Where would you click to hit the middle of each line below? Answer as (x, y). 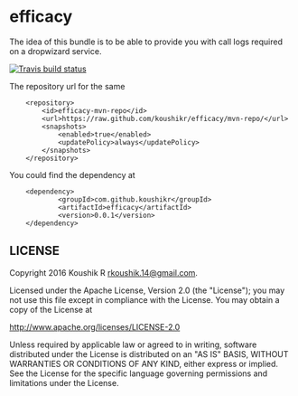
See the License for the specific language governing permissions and (139, 373)
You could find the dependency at (72, 174)
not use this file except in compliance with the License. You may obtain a (144, 299)
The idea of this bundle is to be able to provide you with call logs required (146, 42)
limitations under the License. (64, 382)
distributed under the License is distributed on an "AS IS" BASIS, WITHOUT (149, 354)
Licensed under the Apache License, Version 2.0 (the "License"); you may (147, 290)
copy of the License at (51, 309)
